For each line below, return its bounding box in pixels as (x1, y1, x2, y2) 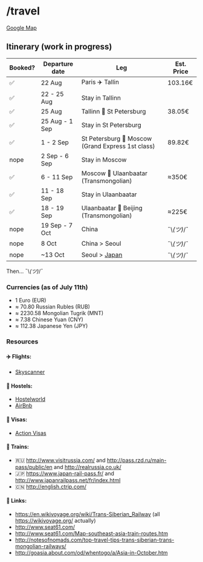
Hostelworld (14, 395, 46, 403)
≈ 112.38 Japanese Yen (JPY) (14, 322, 88, 330)
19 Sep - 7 (40, 221, 73, 229)
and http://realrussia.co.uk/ (53, 463, 122, 470)
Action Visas (14, 429, 47, 436)
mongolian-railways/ (14, 542, 66, 550)
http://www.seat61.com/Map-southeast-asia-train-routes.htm (14, 529, 168, 537)
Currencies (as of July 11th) (6, 283, 89, 291)
